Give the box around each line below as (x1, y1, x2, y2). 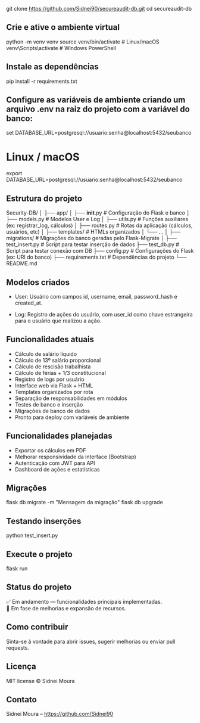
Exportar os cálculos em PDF (14, 446, 86, 454)
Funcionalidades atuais (6, 334, 94, 345)
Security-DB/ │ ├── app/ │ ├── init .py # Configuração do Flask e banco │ (6, 209, 190, 216)
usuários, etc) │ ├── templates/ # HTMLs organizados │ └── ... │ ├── (6, 228, 181, 235)
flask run (6, 565, 28, 572)
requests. (6, 644, 30, 651)
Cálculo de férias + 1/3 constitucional (14, 369, 106, 376)
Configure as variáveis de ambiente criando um (6, 95, 186, 105)
